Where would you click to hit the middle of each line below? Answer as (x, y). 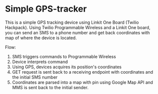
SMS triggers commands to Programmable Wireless (64, 56)
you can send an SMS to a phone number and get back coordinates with (77, 32)
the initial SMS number (35, 77)
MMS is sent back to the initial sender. (50, 87)
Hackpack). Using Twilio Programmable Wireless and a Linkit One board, (78, 27)
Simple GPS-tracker (46, 9)
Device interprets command (40, 62)
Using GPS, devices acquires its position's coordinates (67, 67)
